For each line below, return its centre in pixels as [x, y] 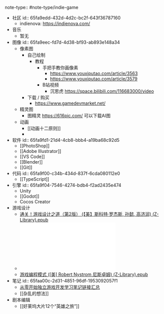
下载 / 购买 [38, 98]
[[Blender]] [31, 162]
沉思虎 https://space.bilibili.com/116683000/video [102, 91]
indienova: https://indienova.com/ [55, 23]
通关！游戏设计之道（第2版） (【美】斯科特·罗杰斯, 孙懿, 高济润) [86, 214]
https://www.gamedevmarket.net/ [70, 103]
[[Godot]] [29, 196]
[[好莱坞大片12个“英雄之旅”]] [50, 306]
